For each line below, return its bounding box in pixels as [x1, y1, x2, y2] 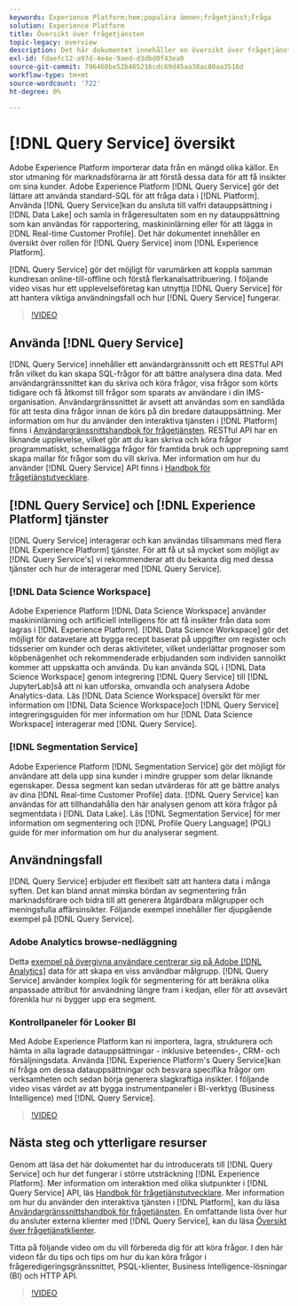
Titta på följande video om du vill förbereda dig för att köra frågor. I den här [9, 1242, 284, 1253]
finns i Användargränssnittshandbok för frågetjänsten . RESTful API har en [9, 425, 278, 435]
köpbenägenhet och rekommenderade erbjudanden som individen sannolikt [9, 653, 286, 663]
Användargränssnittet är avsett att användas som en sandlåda [59, 396, 286, 408]
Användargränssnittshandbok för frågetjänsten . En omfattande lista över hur [9, 1206, 288, 1216]
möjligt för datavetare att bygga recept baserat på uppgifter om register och [9, 634, 286, 645]
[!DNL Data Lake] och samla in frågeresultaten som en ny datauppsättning [9, 209, 280, 220]
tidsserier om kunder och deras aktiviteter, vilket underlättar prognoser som [9, 644, 286, 654]
